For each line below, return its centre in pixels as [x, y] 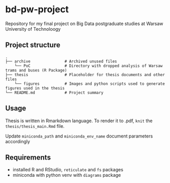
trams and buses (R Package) [36, 70]
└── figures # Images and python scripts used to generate [90, 84]
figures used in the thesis [35, 88]
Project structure [33, 45]
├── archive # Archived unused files [61, 61]
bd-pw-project [37, 9]
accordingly [18, 141]
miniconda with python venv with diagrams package [67, 175]
